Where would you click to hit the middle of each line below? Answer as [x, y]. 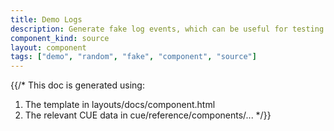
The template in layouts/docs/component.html [120, 105]
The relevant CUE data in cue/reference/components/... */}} [148, 115]
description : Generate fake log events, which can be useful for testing [167, 29]
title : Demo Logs [46, 19]
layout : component [48, 47]
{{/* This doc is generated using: [77, 85]
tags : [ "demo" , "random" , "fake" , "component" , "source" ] [133, 57]
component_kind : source [60, 38]
